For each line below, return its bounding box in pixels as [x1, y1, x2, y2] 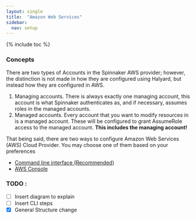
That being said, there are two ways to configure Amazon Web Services [6, 135, 180, 142]
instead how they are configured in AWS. [6, 81, 105, 88]
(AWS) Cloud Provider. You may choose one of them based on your [6, 141, 169, 148]
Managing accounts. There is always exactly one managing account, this [14, 93, 190, 100]
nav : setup [11, 25, 38, 31]
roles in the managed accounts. [14, 105, 91, 112]
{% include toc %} [6, 41, 51, 48]
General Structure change [14, 206, 77, 213]
